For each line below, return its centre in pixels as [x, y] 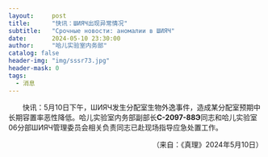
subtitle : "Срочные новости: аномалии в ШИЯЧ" [92, 31]
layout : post [38, 16]
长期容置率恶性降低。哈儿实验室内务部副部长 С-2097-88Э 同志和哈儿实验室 [133, 117]
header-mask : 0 [34, 68]
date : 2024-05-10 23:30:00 [65, 38]
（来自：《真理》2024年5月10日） [207, 144]
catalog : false [34, 53]
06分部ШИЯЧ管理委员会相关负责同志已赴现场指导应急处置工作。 [116, 127]
